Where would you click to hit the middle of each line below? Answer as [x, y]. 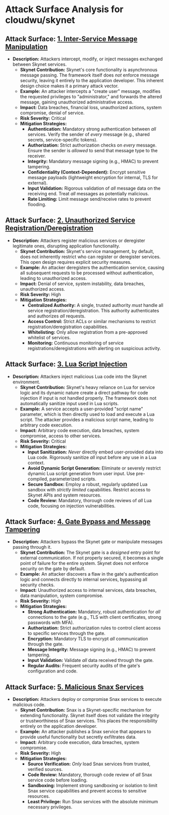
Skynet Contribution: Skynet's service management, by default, [87, 251]
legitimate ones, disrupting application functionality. [66, 246]
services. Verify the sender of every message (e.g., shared [89, 134]
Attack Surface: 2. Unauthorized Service [70, 220]
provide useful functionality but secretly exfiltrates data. [78, 737]
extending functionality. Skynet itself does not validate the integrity [90, 716]
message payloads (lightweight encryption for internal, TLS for [93, 178]
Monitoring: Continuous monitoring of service [75, 343]
